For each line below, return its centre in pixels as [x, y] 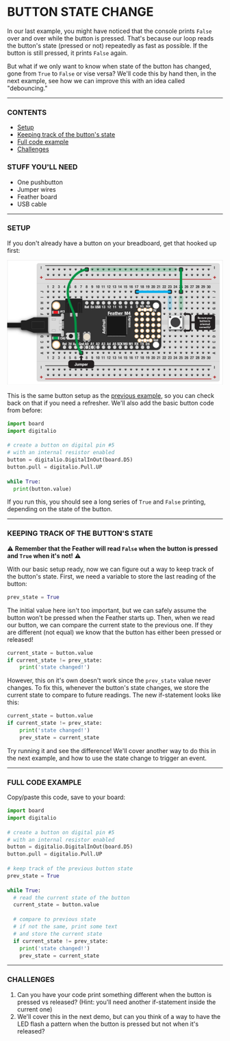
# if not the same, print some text [65, 927]
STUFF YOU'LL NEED [42, 167]
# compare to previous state [55, 919]
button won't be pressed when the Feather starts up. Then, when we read [111, 617]
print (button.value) [42, 489]
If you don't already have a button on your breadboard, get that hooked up [112, 243]
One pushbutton [40, 182]
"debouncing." [27, 88]
